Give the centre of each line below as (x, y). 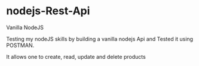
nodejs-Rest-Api (48, 11)
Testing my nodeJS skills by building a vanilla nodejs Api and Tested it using (99, 39)
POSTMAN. (20, 45)
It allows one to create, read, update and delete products (76, 56)
